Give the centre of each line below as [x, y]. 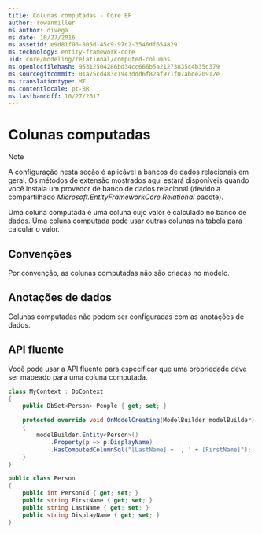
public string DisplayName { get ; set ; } [91, 515]
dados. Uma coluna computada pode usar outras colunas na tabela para [125, 221]
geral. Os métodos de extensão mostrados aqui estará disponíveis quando [129, 180]
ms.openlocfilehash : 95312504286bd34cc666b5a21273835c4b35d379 [114, 67]
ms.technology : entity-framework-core [72, 52]
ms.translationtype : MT [47, 81]
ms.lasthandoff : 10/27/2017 [54, 96]
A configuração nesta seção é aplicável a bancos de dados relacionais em [129, 172]
